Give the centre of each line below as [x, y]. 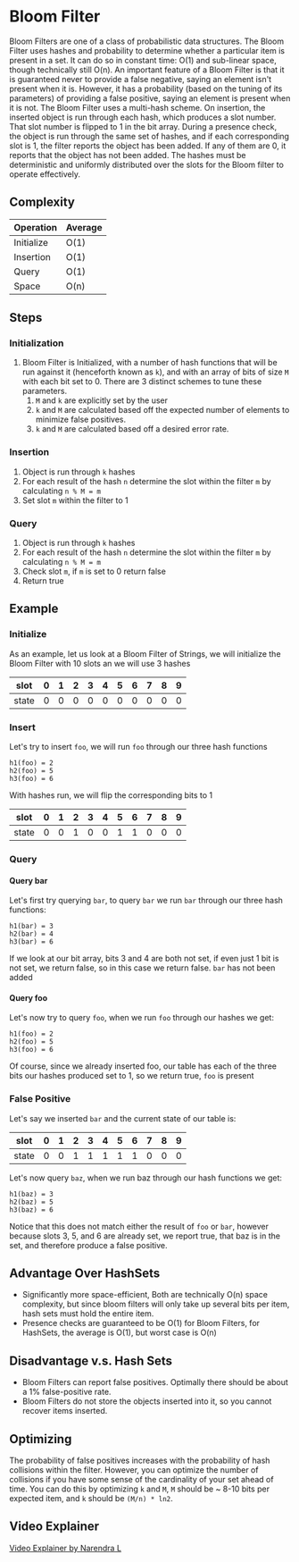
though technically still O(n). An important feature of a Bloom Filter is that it [147, 70]
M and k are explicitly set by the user [101, 400]
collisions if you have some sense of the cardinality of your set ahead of [141, 1480]
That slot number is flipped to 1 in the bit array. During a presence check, [143, 126]
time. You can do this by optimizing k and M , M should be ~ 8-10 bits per [140, 1489]
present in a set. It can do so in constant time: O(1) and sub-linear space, [143, 60]
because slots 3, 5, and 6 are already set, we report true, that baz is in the [145, 1236]
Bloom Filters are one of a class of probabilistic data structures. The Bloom [147, 41]
